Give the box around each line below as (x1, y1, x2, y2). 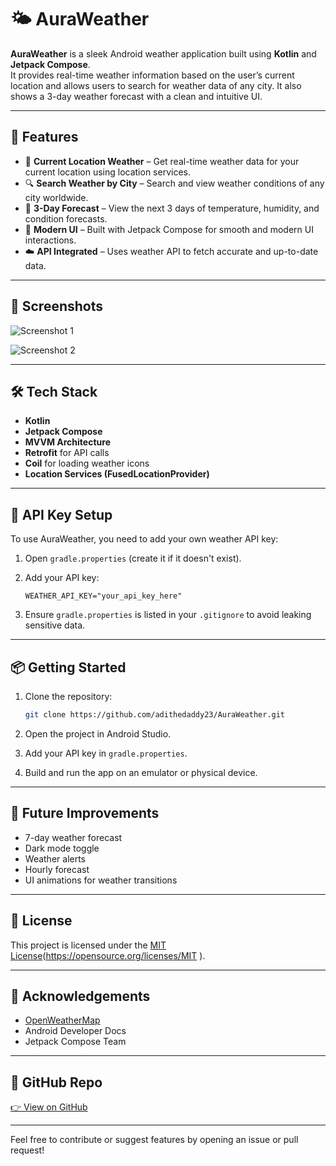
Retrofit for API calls (24, 447, 110, 459)
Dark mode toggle (24, 842, 100, 854)
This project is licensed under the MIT (10, 939, 167, 951)
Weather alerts (24, 852, 87, 865)
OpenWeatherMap (24, 1014, 101, 1026)
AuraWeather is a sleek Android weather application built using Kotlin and (10, 47, 317, 60)
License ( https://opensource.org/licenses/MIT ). (10, 949, 206, 961)
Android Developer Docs (24, 1025, 127, 1037)
